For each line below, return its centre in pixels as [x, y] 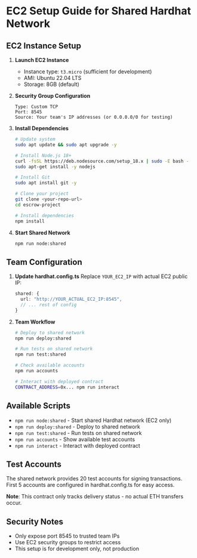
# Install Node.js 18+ [43, 155]
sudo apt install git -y [46, 183]
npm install [30, 221]
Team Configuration [44, 262]
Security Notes [35, 521]
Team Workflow [35, 322]
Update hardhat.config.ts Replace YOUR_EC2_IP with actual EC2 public [101, 276]
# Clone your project [41, 194]
